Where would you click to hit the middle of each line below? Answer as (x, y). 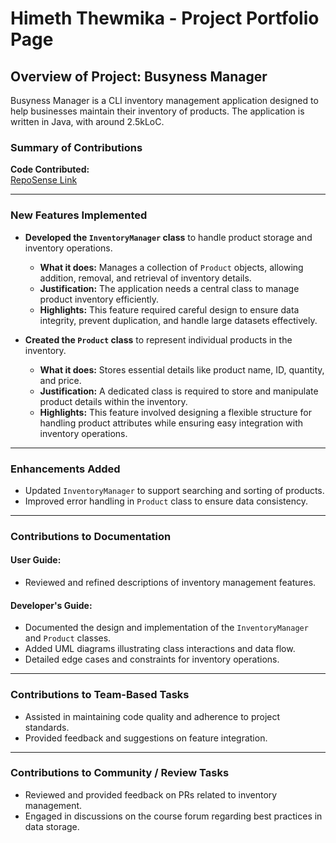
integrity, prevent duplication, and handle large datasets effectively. (178, 320)
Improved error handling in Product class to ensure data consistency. (166, 501)
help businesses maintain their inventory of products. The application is (157, 111)
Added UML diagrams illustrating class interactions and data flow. (160, 649)
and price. (60, 380)
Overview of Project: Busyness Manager (139, 76)
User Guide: (36, 560)
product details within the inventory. (113, 401)
